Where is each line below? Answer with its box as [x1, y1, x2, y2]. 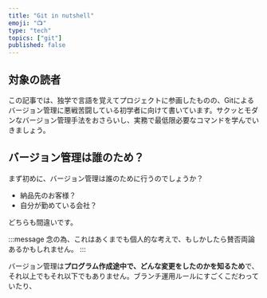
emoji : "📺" [8, 19, 47, 27]
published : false [8, 41, 66, 49]
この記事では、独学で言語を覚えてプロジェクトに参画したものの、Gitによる [8, 95, 255, 104]
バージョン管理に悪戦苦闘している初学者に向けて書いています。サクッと [8, 105, 245, 115]
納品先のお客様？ [19, 190, 77, 200]
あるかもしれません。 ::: [8, 244, 86, 253]
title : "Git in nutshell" [8, 11, 94, 20]
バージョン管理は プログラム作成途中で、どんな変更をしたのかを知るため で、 [8, 261, 259, 271]
